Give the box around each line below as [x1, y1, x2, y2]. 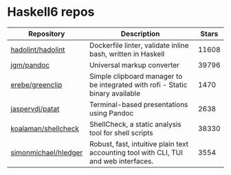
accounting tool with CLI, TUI [89, 148, 184, 157]
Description [120, 29, 160, 38]
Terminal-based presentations [89, 100, 188, 109]
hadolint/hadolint [10, 45, 65, 54]
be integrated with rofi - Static [89, 80, 188, 89]
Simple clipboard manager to [89, 71, 183, 81]
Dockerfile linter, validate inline [89, 40, 189, 50]
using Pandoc [89, 108, 134, 117]
